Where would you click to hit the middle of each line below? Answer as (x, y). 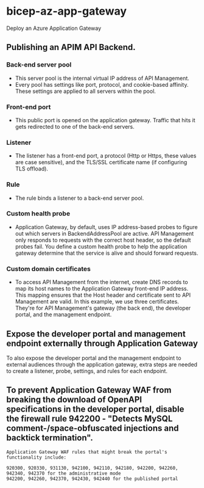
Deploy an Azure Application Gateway (54, 28)
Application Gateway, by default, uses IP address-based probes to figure (106, 227)
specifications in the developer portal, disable (95, 410)
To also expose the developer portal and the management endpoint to (94, 358)
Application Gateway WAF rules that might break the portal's (87, 452)
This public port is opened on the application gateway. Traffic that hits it (105, 120)
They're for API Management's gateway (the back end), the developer (103, 308)
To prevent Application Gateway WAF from (89, 390)
